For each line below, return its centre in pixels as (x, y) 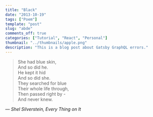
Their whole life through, (43, 88)
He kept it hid (32, 72)
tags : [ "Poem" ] (21, 19)
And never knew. (35, 99)
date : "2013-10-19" (26, 15)
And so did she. (34, 78)
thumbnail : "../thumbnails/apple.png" (46, 43)
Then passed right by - (42, 94)
